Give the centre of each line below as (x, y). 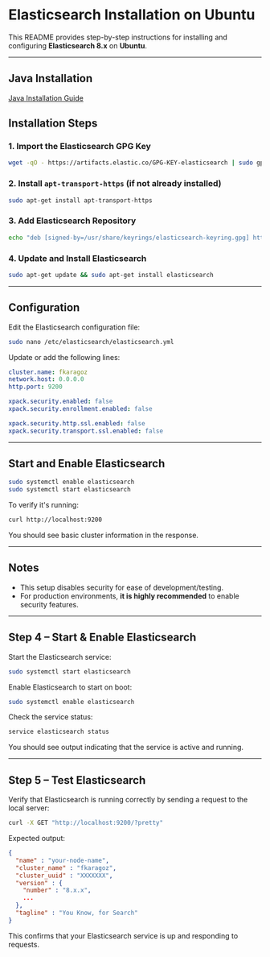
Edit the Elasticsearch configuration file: (74, 327)
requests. (24, 944)
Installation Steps (53, 124)
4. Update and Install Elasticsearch (78, 258)
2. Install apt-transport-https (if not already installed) (115, 184)
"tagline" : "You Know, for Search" (77, 913)
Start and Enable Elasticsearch (87, 464)
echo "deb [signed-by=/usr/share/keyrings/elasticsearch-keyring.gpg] (129, 238)
